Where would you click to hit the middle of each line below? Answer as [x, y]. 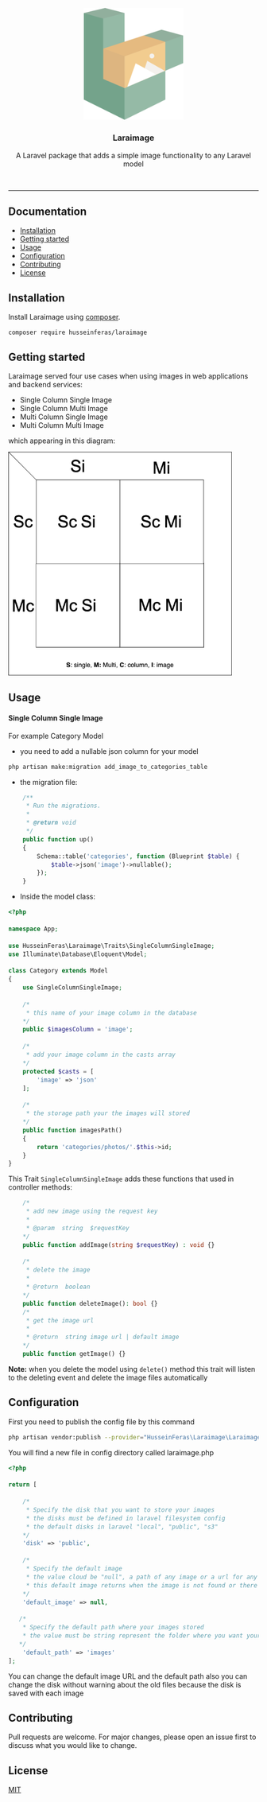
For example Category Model [56, 736]
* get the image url [60, 1320]
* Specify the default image [74, 1569]
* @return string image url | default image [103, 1337]
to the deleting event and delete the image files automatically [108, 1377]
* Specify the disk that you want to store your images [120, 1510]
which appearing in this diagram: [62, 441]
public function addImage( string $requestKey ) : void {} [119, 1245]
